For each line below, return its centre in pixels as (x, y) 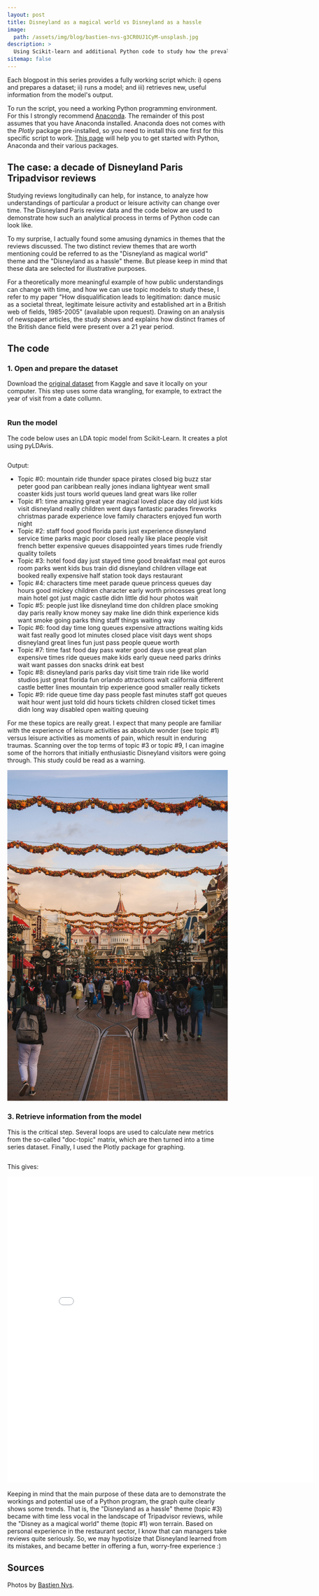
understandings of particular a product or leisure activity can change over (114, 202)
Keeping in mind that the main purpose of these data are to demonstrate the (116, 1494)
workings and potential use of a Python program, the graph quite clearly (111, 1501)
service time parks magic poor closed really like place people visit (112, 538)
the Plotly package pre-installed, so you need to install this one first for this (115, 130)
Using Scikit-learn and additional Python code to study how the (111, 52)
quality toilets (37, 553)
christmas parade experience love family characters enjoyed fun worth (119, 516)
